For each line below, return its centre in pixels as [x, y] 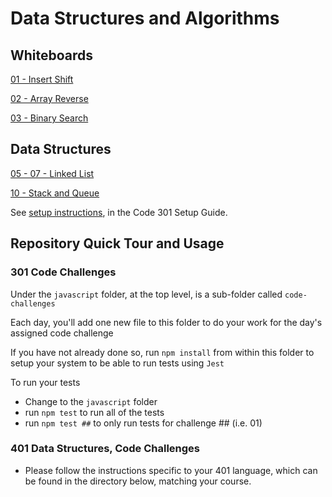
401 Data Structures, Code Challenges [105, 449]
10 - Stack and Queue [55, 193]
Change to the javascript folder [91, 401]
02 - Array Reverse [49, 98]
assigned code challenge [62, 333]
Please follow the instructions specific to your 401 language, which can [171, 470]
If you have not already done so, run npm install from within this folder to [162, 352]
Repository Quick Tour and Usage [117, 243]
